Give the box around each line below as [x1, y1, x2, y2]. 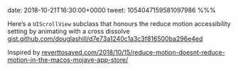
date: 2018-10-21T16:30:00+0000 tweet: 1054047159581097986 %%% [7, 6, 217, 14]
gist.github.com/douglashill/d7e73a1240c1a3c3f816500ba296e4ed [7, 34, 203, 43]
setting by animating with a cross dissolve [7, 27, 130, 35]
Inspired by [7, 49, 40, 56]
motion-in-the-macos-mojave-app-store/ [7, 56, 129, 64]
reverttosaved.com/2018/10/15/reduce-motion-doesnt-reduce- [41, 49, 225, 56]
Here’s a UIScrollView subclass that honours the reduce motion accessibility [7, 20, 231, 27]
